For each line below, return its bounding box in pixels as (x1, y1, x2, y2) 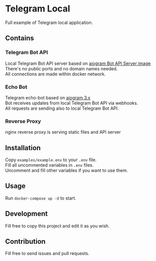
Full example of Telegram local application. (5, 19, 93, 25)
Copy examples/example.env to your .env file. (5, 157, 97, 163)
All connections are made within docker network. (5, 71, 106, 77)
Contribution (5, 238, 46, 246)
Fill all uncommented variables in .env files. (5, 162, 94, 168)
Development (5, 210, 48, 218)
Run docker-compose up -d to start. (5, 195, 76, 201)
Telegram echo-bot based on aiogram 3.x (5, 94, 91, 100)
